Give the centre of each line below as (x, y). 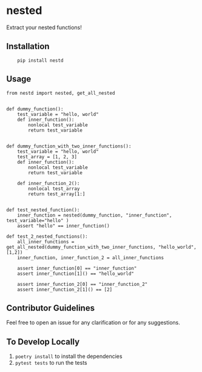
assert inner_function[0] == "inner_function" (77, 268)
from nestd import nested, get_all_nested (61, 93)
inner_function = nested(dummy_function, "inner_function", (95, 215)
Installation (28, 46)
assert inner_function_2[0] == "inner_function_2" (82, 284)
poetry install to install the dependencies (69, 356)
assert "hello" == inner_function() (64, 226)
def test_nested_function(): (43, 210)
